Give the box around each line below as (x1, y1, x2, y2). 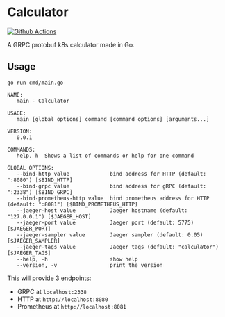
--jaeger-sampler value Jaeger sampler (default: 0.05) (16, 231, 203, 238)
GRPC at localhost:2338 (17, 287, 87, 295)
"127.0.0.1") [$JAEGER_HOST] (7, 213, 92, 220)
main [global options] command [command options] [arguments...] (16, 115, 210, 122)
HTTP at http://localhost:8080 (17, 295, 108, 303)
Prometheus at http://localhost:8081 (17, 302, 126, 310)
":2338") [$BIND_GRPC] (7, 188, 73, 195)
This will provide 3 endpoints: (7, 274, 92, 282)
